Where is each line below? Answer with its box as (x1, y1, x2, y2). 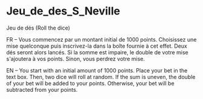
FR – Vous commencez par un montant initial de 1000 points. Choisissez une (6, 36, 197, 43)
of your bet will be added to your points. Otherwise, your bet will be (6, 80, 175, 87)
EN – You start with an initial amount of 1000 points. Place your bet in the (6, 66, 188, 74)
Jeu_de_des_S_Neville (6, 4, 121, 18)
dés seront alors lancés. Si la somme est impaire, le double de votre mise (6, 48, 189, 56)
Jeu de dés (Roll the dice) (6, 24, 71, 31)
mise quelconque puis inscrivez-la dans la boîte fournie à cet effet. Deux (6, 42, 188, 49)
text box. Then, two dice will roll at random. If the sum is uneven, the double (6, 73, 196, 80)
